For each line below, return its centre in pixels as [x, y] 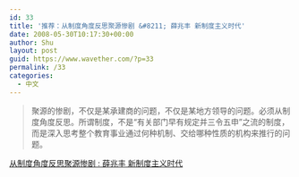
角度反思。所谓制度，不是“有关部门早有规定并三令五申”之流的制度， [164, 122]
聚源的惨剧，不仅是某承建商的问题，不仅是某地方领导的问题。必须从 [157, 110]
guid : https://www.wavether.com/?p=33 [81, 59]
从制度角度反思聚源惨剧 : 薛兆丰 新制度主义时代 [96, 163]
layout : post [34, 51]
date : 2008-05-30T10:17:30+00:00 [72, 34]
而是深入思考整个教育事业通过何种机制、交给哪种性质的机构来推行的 [157, 133]
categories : [31, 76]
